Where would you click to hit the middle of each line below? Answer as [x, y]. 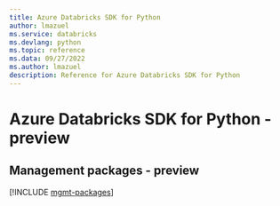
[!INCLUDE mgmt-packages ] [61, 192]
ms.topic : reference [48, 51]
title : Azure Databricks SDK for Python [85, 17]
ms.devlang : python [45, 42]
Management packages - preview [104, 171]
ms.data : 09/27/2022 [48, 59]
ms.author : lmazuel [45, 67]
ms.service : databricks [53, 34]
